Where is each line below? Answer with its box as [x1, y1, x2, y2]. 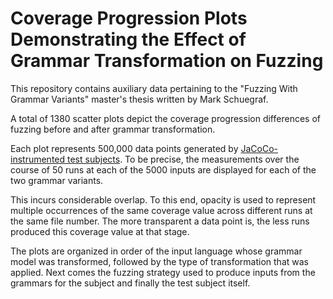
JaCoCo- [240, 142, 279, 154]
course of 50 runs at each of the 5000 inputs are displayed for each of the [10, 163, 317, 176]
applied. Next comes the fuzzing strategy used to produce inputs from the [10, 266, 316, 278]
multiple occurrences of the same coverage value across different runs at [10, 204, 313, 216]
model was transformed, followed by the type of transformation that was [10, 255, 309, 267]
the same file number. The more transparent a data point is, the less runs [10, 215, 310, 227]
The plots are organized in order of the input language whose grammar [10, 245, 303, 257]
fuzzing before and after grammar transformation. [10, 123, 216, 135]
